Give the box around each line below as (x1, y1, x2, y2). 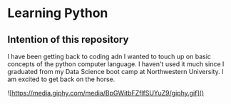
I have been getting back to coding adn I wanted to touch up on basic (7, 52, 212, 61)
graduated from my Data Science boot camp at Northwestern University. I (7, 68, 224, 76)
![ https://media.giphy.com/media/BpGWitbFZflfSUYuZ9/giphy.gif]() (7, 89, 205, 97)
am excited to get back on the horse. (7, 75, 115, 83)
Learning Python (7, 5, 108, 21)
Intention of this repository (7, 33, 129, 46)
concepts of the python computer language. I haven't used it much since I (7, 60, 225, 68)
